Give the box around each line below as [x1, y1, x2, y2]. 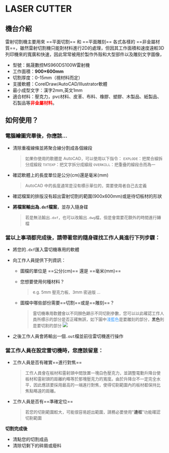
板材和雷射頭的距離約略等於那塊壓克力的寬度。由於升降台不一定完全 [25, 376, 157, 382]
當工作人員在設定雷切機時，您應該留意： [5, 347, 103, 354]
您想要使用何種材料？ [20, 278, 65, 285]
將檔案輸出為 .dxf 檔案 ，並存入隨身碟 [12, 204, 88, 210]
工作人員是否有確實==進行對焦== [12, 359, 82, 366]
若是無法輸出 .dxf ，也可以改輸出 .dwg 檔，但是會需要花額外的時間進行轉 [25, 214, 161, 220]
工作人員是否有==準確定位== [12, 399, 73, 405]
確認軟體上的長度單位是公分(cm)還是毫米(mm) [12, 172, 109, 178]
